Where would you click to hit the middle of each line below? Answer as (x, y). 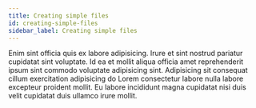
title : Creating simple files (59, 16)
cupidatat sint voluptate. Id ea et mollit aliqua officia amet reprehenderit (126, 62)
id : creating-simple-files (53, 23)
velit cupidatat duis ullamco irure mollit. (73, 96)
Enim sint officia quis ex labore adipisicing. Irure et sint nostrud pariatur (126, 54)
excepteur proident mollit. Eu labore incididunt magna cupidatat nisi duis (127, 87)
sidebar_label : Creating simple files (73, 30)
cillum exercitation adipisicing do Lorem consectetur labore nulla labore (126, 79)
